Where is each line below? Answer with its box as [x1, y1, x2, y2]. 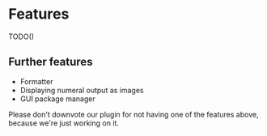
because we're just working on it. [8, 118, 120, 128]
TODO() [8, 32, 35, 41]
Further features [8, 55, 93, 69]
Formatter [19, 76, 53, 86]
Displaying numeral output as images [19, 85, 144, 95]
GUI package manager [19, 94, 95, 104]
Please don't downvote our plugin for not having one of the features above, [8, 109, 259, 119]
